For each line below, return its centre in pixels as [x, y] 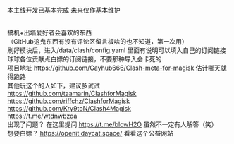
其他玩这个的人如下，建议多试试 [54, 85]
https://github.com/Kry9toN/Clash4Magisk [69, 108]
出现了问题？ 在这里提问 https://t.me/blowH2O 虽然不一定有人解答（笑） [112, 124]
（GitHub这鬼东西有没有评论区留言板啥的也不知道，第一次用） [98, 41]
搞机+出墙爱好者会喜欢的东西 [50, 32]
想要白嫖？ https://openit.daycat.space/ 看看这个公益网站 [91, 133]
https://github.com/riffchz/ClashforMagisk [69, 101]
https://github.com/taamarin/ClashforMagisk [72, 94]
